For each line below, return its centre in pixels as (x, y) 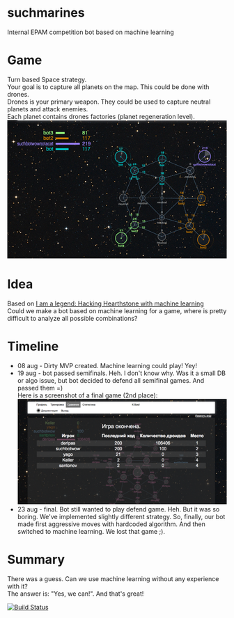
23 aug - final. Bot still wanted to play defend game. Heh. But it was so (118, 509)
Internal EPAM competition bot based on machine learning (91, 32)
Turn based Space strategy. (47, 79)
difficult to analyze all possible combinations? (72, 318)
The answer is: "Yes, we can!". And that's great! (76, 594)
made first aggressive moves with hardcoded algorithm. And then (111, 524)
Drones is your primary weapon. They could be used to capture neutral (109, 102)
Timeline (33, 347)
